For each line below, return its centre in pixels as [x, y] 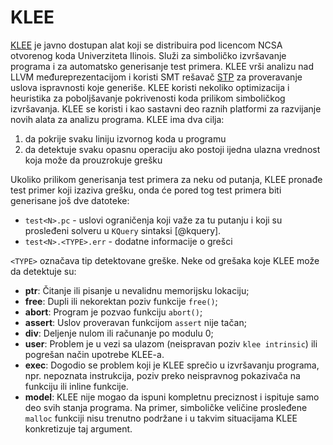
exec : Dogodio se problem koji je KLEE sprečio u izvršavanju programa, [172, 365]
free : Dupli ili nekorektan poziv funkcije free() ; [121, 301]
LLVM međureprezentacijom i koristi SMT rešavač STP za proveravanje [156, 77]
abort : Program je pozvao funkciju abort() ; [113, 312]
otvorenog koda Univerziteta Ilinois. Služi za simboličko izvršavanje [148, 55]
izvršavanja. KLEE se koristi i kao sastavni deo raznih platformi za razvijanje [166, 108]
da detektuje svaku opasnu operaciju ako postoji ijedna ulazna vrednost [172, 149]
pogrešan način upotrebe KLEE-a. [94, 354]
